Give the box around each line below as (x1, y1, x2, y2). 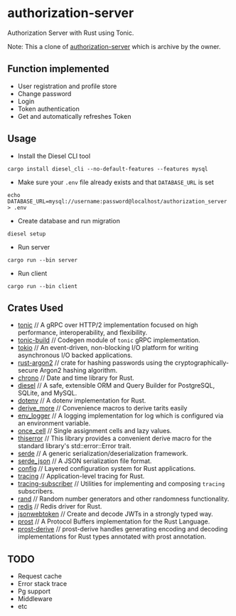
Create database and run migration (17, 216, 121, 225)
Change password (17, 89, 72, 97)
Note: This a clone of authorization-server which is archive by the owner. (7, 42, 221, 51)
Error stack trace (17, 580, 68, 588)
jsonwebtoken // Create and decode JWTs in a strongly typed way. (17, 510, 213, 519)
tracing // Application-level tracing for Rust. (17, 472, 145, 481)
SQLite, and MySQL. (17, 389, 77, 398)
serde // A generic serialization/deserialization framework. (17, 450, 188, 458)
